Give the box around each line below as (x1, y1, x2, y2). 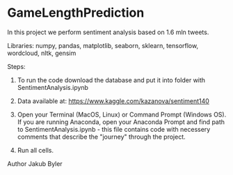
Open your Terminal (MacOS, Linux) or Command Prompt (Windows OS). (17, 110, 227, 119)
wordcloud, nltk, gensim (7, 49, 77, 57)
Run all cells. (17, 146, 54, 154)
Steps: (7, 62, 26, 70)
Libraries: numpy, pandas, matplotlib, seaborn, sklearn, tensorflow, (7, 41, 199, 50)
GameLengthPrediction (7, 5, 145, 21)
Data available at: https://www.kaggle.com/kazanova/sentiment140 (17, 96, 210, 105)
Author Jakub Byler (7, 159, 63, 168)
